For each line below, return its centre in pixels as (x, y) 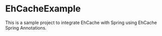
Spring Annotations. (26, 27)
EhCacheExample (43, 9)
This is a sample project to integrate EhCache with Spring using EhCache (81, 22)
